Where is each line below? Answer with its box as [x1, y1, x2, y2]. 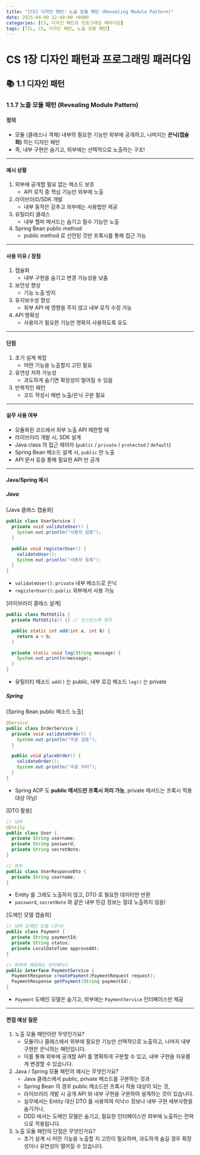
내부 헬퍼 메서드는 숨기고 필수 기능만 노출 [23, 218, 120, 225]
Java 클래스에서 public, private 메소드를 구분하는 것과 [23, 1075, 150, 1083]
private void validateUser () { [11, 524, 89, 530]
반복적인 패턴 [14, 384, 46, 391]
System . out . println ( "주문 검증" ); [17, 737, 98, 742]
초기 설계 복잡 [14, 354, 47, 361]
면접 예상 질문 [6, 1016, 37, 1023]
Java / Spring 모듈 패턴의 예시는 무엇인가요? [14, 1068, 119, 1075]
